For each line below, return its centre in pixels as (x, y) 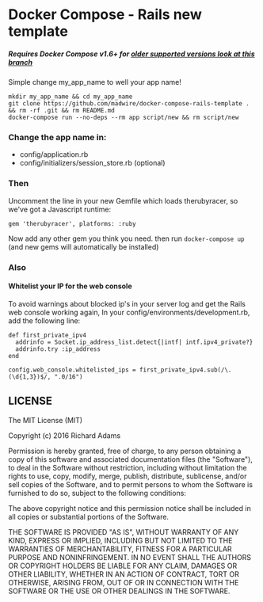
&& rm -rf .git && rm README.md (61, 111)
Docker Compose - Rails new (105, 15)
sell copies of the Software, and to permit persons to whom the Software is (131, 484)
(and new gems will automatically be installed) (84, 246)
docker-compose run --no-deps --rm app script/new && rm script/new (124, 118)
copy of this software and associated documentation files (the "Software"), (131, 459)
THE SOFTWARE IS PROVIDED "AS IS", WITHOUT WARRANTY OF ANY (124, 532)
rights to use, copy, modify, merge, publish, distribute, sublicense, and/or (128, 476)
